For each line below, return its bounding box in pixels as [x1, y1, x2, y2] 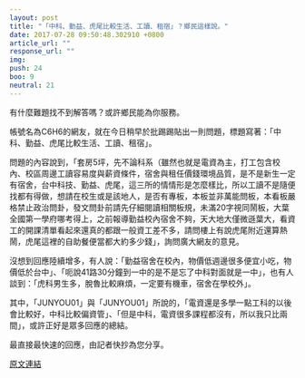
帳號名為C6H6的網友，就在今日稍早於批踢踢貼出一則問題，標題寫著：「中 [9, 126, 281, 137]
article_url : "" [9, 38, 71, 48]
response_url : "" [9, 47, 75, 56]
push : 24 [9, 64, 43, 73]
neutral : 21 [9, 81, 54, 90]
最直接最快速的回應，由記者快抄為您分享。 [9, 339, 169, 350]
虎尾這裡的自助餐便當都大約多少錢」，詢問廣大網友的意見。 [25, 236, 244, 247]
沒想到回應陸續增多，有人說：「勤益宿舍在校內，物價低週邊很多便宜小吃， [9, 255, 284, 266]
